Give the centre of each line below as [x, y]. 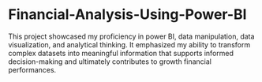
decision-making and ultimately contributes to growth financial [110, 61]
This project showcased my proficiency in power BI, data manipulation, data [131, 36]
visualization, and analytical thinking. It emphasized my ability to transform [129, 44]
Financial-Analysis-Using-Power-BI [127, 15]
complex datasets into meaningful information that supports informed [121, 53]
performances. [32, 69]
